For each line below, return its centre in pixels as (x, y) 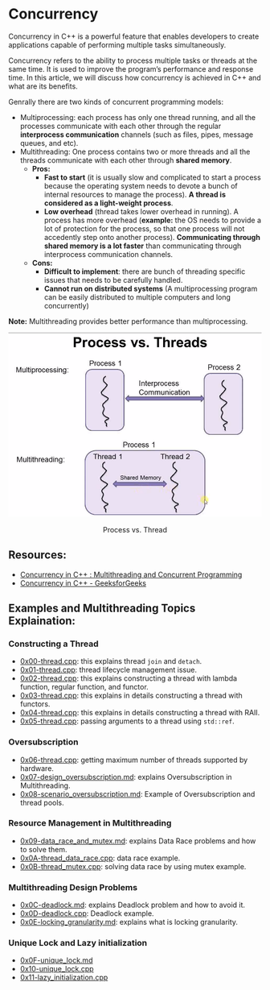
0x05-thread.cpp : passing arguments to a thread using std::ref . (127, 721)
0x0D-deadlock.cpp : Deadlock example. (87, 913)
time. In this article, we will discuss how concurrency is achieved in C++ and (135, 77)
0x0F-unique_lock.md (56, 960)
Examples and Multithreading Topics (102, 608)
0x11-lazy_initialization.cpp (64, 978)
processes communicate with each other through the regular (121, 126)
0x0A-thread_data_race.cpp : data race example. (100, 858)
